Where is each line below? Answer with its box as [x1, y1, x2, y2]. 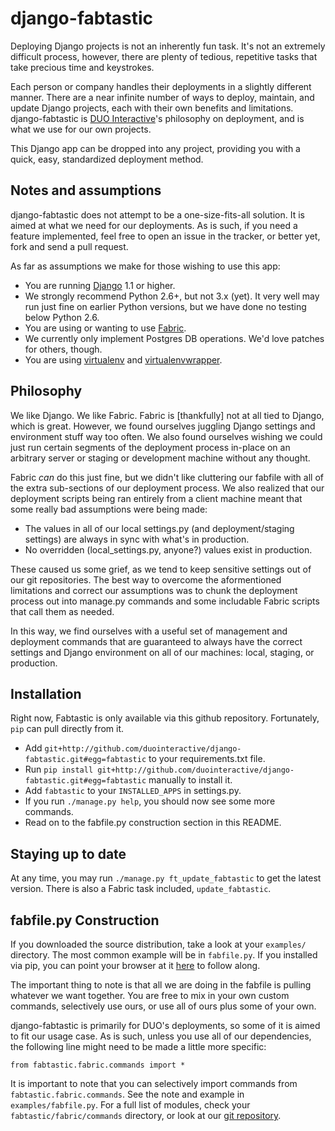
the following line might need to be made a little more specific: [10, 1041, 267, 1052]
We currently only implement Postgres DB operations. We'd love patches [24, 332, 325, 344]
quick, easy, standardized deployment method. [10, 153, 204, 165]
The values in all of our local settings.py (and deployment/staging [24, 522, 295, 534]
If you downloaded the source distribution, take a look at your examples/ [10, 938, 307, 950]
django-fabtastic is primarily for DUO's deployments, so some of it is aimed [10, 1020, 321, 1031]
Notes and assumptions [10, 182, 162, 199]
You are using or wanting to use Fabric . [24, 322, 187, 334]
